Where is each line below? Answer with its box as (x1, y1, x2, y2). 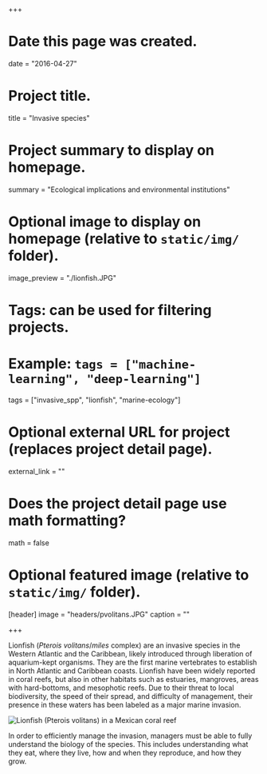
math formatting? (8, 512, 126, 529)
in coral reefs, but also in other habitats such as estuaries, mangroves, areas (8, 674, 259, 684)
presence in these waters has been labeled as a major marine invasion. (8, 700, 241, 709)
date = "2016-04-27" (8, 58, 77, 68)
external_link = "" (8, 466, 65, 476)
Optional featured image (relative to (8, 565, 249, 584)
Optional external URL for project (8, 423, 230, 441)
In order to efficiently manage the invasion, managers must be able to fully (8, 731, 253, 740)
